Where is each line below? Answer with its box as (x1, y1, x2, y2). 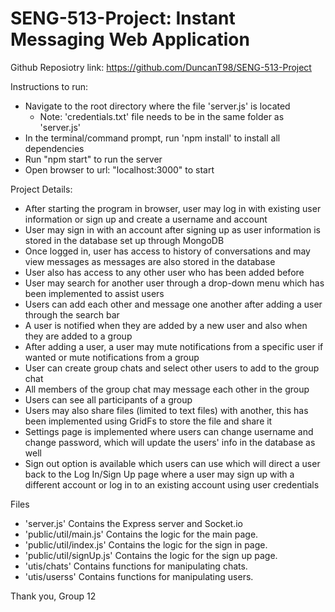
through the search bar (24, 308, 120, 321)
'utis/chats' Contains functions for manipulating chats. (24, 560, 248, 572)
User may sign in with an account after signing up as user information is (24, 223, 321, 236)
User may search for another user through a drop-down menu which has (24, 277, 325, 289)
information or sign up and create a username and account (24, 213, 268, 225)
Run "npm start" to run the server (24, 153, 163, 165)
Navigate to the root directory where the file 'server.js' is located (24, 100, 291, 112)
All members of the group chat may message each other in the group (24, 383, 310, 395)
